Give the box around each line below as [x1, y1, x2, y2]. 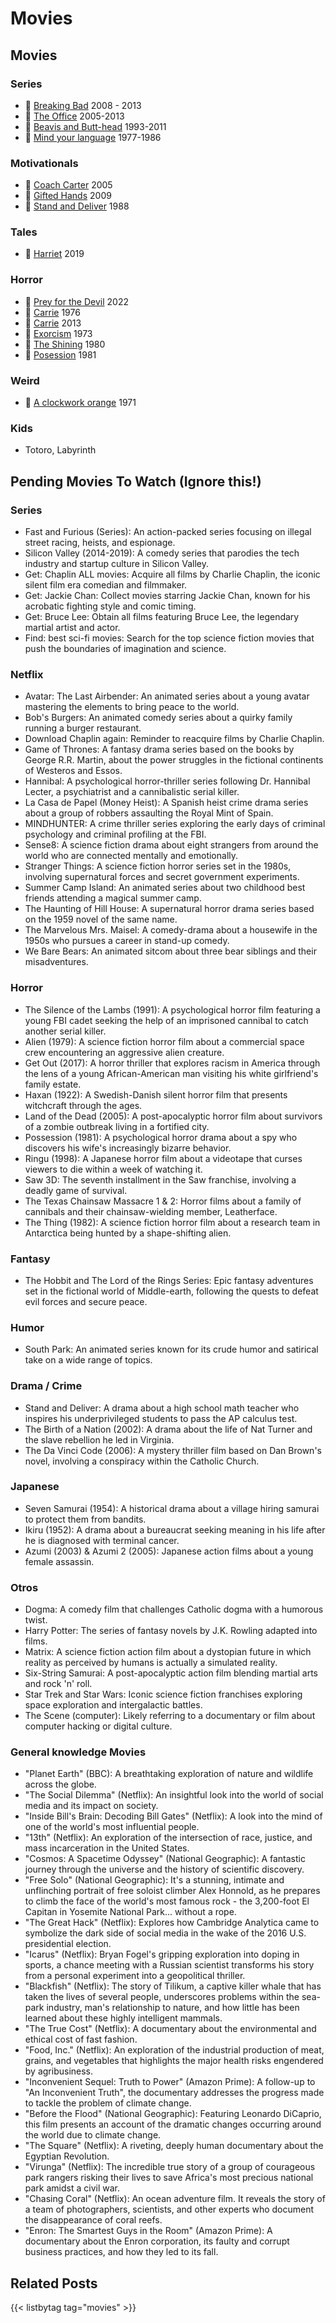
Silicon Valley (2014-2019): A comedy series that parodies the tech [24, 547, 300, 559]
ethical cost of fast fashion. [24, 2033, 138, 2046]
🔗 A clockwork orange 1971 [24, 397, 137, 409]
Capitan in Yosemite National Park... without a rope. [24, 1906, 237, 1918]
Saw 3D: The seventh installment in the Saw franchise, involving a [24, 1173, 297, 1186]
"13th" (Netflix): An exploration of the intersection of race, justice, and [24, 1832, 313, 1844]
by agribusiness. [24, 2065, 94, 2077]
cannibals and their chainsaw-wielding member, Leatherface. [24, 1205, 278, 1217]
